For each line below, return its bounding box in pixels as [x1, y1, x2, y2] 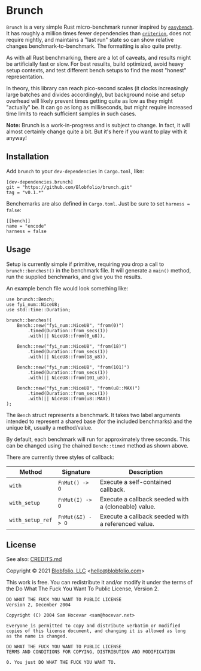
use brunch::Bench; [6, 296, 55, 302]
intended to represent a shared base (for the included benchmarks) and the [6, 418, 193, 425]
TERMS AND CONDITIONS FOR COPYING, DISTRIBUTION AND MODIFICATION [6, 649, 175, 655]
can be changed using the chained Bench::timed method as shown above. [6, 442, 188, 449]
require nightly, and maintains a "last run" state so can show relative [6, 36, 174, 43]
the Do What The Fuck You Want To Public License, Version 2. [6, 585, 160, 592]
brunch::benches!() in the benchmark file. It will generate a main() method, [6, 266, 191, 274]
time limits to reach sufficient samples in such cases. [6, 110, 136, 117]
